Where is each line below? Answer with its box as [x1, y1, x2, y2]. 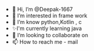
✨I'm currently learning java [12, 25, 82, 32]
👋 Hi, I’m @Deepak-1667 [12, 6, 73, 13]
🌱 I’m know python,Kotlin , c [12, 19, 82, 25]
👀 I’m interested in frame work [12, 12, 88, 19]
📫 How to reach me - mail [12, 38, 78, 45]
